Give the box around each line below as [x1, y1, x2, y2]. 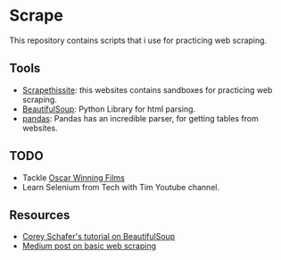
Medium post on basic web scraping [21, 240, 157, 251]
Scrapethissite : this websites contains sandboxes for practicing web [21, 84, 273, 95]
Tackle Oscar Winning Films [21, 172, 125, 183]
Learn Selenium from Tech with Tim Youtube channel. [21, 181, 220, 192]
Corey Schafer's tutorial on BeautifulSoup [21, 231, 176, 242]
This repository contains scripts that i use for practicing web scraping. [9, 35, 268, 46]
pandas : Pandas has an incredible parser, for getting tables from [21, 113, 259, 123]
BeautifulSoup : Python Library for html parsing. [21, 104, 196, 114]
